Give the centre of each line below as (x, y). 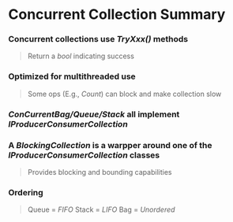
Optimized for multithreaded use (72, 76)
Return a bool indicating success (81, 56)
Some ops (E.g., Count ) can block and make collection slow (124, 94)
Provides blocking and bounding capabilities (100, 172)
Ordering (26, 192)
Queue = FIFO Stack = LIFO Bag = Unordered (101, 209)
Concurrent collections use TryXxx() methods (98, 39)
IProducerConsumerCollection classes (84, 155)
